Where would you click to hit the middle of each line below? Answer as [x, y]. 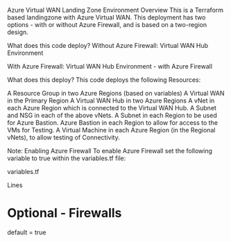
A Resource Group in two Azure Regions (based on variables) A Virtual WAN [116, 93]
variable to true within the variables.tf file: [67, 158]
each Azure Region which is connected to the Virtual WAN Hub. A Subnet [112, 108]
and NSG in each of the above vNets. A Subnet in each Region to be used [112, 115]
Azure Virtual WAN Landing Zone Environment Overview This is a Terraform [115, 10]
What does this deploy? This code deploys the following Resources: [104, 80]
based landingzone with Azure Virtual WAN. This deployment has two [106, 17]
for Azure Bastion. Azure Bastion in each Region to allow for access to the [113, 123]
